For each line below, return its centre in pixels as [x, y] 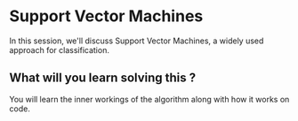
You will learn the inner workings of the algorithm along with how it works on [149, 99]
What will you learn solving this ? [103, 78]
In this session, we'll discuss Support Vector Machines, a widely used [137, 41]
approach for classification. [59, 49]
